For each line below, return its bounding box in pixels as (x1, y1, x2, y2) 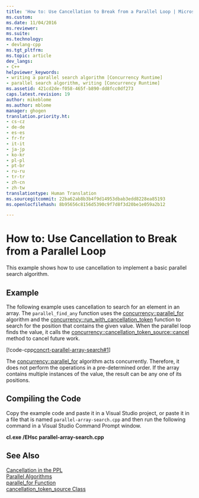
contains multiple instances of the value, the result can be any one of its (6, 371, 182, 377)
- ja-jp (6, 146, 25, 152)
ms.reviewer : (6, 25, 38, 31)
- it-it (6, 140, 25, 147)
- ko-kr (6, 152, 25, 158)
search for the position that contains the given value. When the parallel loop (6, 322, 191, 329)
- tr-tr (6, 174, 25, 180)
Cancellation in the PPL (6, 466, 63, 474)
